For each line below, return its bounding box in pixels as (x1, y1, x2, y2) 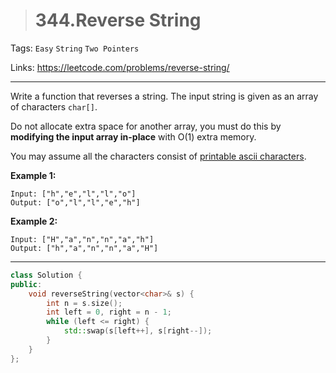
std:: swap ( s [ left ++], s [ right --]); (63, 326, 213, 336)
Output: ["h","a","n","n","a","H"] (10, 243, 159, 253)
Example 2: (10, 215, 58, 227)
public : (10, 279, 43, 289)
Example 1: (10, 169, 57, 181)
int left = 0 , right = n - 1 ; (46, 307, 172, 318)
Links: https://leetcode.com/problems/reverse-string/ (10, 61, 230, 73)
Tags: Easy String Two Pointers (10, 42, 140, 54)
